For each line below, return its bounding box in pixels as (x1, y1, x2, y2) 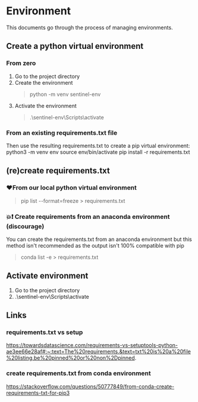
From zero (6, 59, 36, 67)
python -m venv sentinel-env (29, 91, 101, 98)
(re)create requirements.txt (6, 166, 110, 176)
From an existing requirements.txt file (6, 128, 118, 137)
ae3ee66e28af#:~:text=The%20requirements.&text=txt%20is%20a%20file (6, 348, 191, 355)
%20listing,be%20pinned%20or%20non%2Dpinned (6, 354, 135, 361)
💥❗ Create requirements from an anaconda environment (6, 212, 170, 221)
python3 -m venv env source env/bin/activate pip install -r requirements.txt (6, 148, 190, 156)
